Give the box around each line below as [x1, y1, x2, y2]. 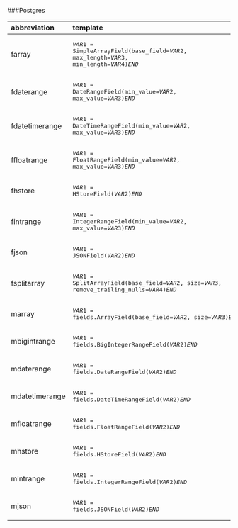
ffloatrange [11, 155, 48, 165]
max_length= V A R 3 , [72, 54, 129, 61]
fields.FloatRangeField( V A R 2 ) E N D [72, 423, 181, 431]
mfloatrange [11, 419, 52, 428]
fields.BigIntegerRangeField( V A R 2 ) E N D [72, 341, 198, 348]
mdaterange [11, 364, 52, 373]
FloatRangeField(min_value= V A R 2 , [72, 156, 181, 164]
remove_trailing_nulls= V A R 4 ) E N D [72, 286, 177, 293]
